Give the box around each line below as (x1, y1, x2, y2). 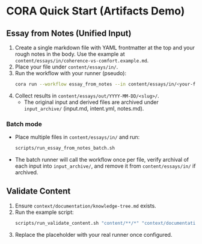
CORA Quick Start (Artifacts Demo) (6, 4, 185, 18)
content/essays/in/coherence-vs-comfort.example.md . (14, 57, 149, 64)
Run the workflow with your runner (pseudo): (14, 70, 127, 76)
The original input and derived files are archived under (23, 98, 159, 106)
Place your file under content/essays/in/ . (14, 63, 118, 70)
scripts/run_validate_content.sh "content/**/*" (14, 220, 139, 226)
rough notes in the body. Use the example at (14, 50, 125, 58)
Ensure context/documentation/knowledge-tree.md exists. (14, 202, 156, 209)
